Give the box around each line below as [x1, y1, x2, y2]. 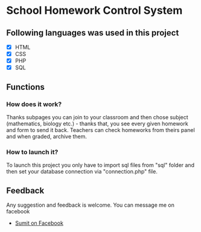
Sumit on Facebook [14, 219, 63, 227]
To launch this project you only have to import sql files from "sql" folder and [6, 161, 195, 169]
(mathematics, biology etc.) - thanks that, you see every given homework [6, 120, 188, 127]
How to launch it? [6, 148, 59, 156]
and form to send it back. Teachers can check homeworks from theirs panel [6, 126, 195, 133]
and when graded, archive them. [6, 133, 88, 140]
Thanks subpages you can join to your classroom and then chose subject [6, 113, 188, 121]
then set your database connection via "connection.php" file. [6, 168, 158, 175]
